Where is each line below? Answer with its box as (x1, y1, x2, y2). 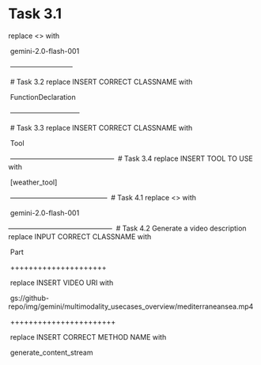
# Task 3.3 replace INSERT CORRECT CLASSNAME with (9, 123, 193, 132)
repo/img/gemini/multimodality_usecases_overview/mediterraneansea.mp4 (8, 302, 254, 311)
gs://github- (9, 293, 50, 302)
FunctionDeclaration (9, 92, 77, 101)
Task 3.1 (8, 5, 62, 23)
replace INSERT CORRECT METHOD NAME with (9, 332, 167, 341)
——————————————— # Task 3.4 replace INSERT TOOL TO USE (9, 154, 253, 163)
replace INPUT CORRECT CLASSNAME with (8, 231, 152, 241)
